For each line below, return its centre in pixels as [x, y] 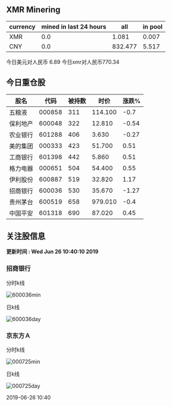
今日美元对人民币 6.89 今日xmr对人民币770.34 [63, 61]
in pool [152, 26]
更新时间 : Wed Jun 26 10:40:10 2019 [52, 252]
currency [22, 26]
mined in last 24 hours [74, 26]
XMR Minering [33, 10]
